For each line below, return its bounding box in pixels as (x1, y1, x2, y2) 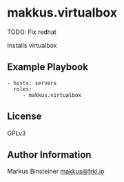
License (7, 111, 42, 122)
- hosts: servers (7, 80, 57, 87)
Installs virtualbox (7, 41, 57, 49)
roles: (13, 85, 32, 93)
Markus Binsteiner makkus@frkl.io (7, 167, 105, 176)
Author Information (7, 149, 92, 161)
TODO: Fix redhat (7, 28, 56, 36)
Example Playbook (7, 61, 88, 73)
